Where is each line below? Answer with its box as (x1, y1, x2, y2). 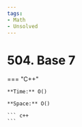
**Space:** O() (7, 100, 51, 107)
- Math (7, 16, 26, 23)
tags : (7, 10, 23, 17)
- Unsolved (7, 23, 38, 30)
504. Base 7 (7, 52, 76, 68)
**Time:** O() (7, 89, 48, 95)
